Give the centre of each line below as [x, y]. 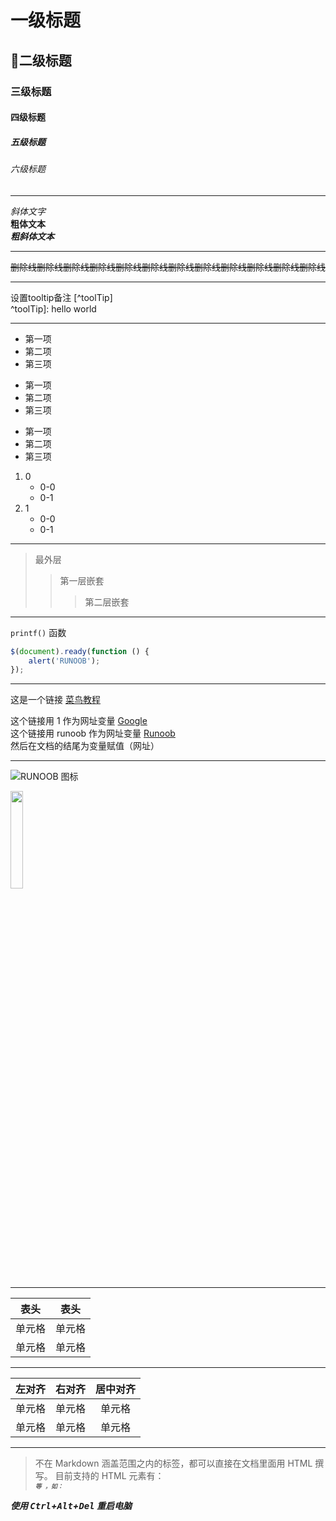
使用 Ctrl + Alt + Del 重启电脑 [71, 1506]
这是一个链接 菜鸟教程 [55, 700]
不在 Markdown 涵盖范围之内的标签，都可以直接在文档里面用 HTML [173, 1463]
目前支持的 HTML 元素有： [109, 1476]
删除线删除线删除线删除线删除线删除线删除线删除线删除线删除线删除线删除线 [168, 267]
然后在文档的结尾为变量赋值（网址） [85, 746]
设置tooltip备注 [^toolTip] [61, 297]
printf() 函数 [38, 632]
